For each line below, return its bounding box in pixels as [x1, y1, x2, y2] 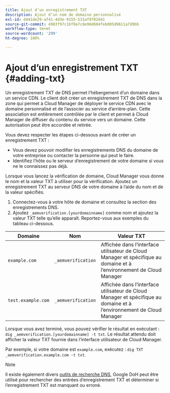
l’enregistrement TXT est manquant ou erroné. [5, 382, 102, 388]
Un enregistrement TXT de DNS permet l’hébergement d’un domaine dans [5, 89, 160, 95]
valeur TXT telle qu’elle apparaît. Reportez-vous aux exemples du [12, 215, 149, 221]
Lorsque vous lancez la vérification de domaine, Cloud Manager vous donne [5, 173, 164, 179]
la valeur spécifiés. [5, 189, 45, 195]
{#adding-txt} [5, 73, 65, 84]
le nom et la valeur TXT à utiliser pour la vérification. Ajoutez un [5, 178, 138, 184]
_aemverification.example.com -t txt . [5, 351, 86, 358]
